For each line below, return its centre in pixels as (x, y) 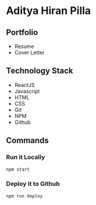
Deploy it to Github (33, 184)
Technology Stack (40, 71)
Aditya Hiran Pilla (49, 11)
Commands (28, 140)
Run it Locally (26, 157)
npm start (18, 169)
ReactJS (24, 85)
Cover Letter (29, 53)
